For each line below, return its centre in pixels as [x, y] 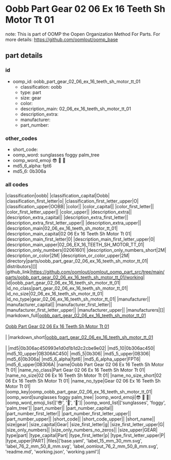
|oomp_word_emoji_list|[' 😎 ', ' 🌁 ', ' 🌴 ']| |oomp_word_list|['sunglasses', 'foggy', [85, 403]
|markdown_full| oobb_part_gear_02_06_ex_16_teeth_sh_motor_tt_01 [76, 315]
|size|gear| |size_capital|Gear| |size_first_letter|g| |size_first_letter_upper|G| [85, 425]
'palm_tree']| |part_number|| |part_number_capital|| [59, 408]
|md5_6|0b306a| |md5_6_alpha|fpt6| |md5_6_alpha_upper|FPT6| [73, 359]
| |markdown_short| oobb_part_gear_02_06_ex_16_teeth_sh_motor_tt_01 [79, 337]
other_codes [21, 138]
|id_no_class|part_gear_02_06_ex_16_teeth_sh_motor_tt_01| [67, 288]
